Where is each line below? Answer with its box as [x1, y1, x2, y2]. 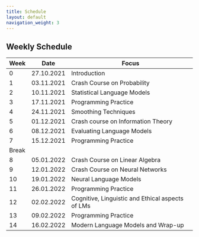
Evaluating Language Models [70, 127, 152, 135]
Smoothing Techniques [70, 108, 136, 116]
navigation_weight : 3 [6, 20, 60, 25]
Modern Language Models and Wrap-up [70, 221, 185, 229]
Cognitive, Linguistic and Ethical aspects [70, 194, 184, 203]
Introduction [70, 69, 105, 78]
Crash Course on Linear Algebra [70, 156, 161, 164]
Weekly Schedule [6, 41, 72, 52]
